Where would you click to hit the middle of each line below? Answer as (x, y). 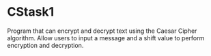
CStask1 (31, 12)
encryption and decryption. (45, 45)
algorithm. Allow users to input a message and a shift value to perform (106, 38)
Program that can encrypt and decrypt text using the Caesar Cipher (102, 31)
